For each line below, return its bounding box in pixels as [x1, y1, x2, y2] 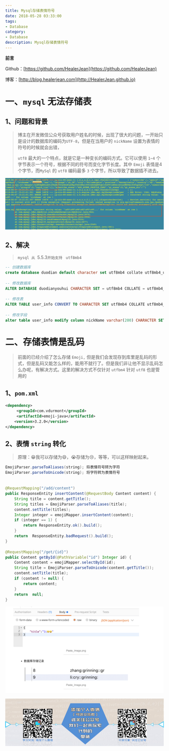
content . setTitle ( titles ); [14, 507, 71, 512]
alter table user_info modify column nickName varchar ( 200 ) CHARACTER [5, 317, 156, 323]
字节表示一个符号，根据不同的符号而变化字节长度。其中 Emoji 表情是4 [17, 161, 162, 167]
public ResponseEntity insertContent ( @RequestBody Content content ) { [5, 491, 156, 496]
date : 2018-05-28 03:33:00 [5, 13, 62, 19]
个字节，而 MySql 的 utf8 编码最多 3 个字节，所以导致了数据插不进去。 [17, 168, 161, 174]
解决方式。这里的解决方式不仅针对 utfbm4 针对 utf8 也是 [39, 366, 156, 372]
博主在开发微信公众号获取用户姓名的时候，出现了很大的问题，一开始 [17, 131, 159, 138]
